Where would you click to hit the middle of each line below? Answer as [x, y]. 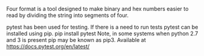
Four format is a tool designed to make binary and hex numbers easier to [97, 9]
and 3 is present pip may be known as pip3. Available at [76, 40]
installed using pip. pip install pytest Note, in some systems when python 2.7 [102, 33]
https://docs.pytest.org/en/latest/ [48, 46]
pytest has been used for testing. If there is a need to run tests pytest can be [102, 27]
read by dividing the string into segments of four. [68, 15]
